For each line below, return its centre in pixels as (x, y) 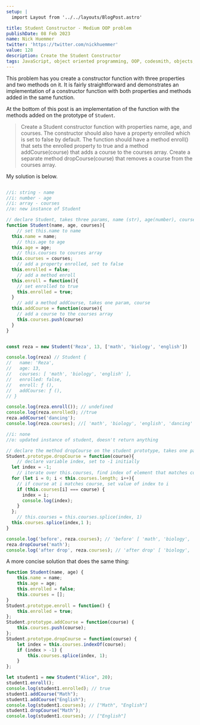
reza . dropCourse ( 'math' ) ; (38, 544)
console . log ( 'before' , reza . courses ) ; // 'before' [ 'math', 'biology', (98, 539)
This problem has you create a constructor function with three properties (96, 78)
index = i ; (35, 495)
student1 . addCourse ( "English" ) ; (46, 699)
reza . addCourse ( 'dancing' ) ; (41, 418)
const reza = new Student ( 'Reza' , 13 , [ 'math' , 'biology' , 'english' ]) (97, 346)
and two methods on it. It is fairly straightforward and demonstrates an (93, 85)
